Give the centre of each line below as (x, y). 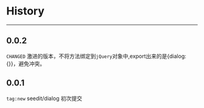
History (25, 11)
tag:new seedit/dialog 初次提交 (44, 98)
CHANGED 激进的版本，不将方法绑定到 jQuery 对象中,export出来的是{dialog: (96, 56)
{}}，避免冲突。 (26, 63)
